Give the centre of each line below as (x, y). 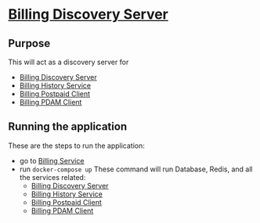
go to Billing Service (52, 160)
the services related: (52, 177)
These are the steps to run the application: (76, 146)
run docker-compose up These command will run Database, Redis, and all (136, 169)
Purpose (29, 43)
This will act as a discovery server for (69, 62)
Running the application (68, 127)
